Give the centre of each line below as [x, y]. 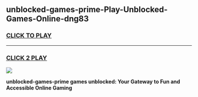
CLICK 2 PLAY [27, 58]
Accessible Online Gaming [39, 88]
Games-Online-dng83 [48, 19]
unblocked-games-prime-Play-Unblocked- [87, 10]
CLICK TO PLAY [29, 36]
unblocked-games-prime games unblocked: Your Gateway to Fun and [93, 81]
